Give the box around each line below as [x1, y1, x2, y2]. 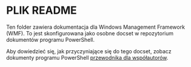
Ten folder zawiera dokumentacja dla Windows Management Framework [6, 23, 186, 31]
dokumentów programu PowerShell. [6, 36, 95, 43]
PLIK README [6, 4, 77, 17]
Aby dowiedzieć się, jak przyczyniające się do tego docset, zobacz [6, 47, 172, 54]
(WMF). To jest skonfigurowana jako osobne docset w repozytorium [6, 29, 174, 36]
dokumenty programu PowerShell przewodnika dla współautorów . [6, 54, 169, 61]
